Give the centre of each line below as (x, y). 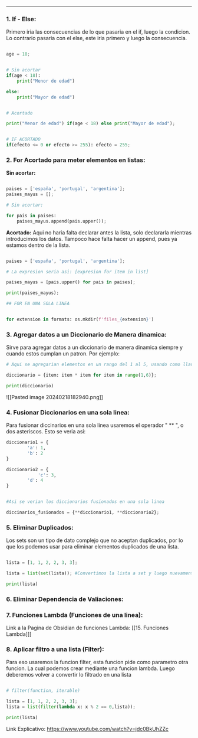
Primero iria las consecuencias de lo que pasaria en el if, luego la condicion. (98, 32)
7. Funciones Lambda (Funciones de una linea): (75, 615)
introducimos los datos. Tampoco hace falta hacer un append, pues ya (92, 239)
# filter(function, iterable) (43, 691)
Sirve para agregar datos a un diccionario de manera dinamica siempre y (95, 347)
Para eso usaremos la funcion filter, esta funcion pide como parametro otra (97, 662)
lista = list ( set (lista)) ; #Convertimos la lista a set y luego (87, 573)
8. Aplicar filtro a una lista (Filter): (55, 649)
